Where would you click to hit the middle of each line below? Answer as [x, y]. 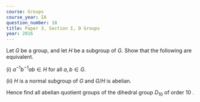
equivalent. [20, 57]
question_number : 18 [32, 23]
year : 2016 [20, 34]
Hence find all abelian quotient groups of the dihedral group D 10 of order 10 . [100, 93]
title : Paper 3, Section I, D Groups [53, 28]
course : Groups [25, 12]
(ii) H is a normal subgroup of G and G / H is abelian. [69, 81]
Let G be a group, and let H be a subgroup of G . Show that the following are [99, 50]
